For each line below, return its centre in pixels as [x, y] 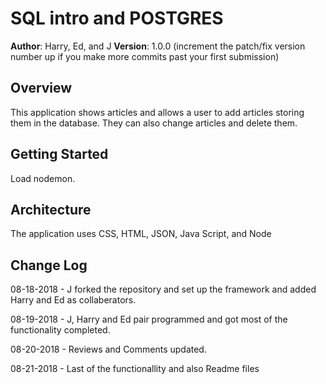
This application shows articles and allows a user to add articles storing [157, 112]
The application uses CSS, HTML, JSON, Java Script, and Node [141, 234]
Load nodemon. [43, 178]
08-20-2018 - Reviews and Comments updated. [108, 349]
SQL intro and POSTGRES [117, 18]
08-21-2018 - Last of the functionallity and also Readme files [135, 369]
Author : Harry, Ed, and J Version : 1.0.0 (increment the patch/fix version [158, 46]
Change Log [49, 265]
